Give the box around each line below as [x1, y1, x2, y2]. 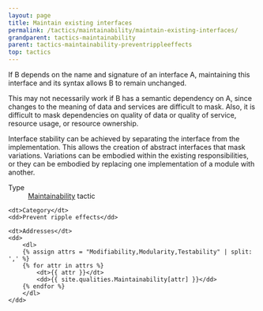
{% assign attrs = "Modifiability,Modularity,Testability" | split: [22, 248, 253, 256]
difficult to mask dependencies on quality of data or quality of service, [8, 111, 237, 119]
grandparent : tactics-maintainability [8, 33, 136, 42]
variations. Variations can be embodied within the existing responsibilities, [8, 151, 249, 160]
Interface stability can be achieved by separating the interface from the [8, 134, 240, 143]
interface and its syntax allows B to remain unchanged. [8, 78, 187, 88]
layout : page [8, 11, 51, 20]
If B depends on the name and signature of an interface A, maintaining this [8, 70, 250, 79]
